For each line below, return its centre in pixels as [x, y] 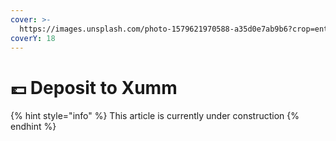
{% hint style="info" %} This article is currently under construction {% [155, 116]
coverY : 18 [33, 38]
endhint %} [33, 127]
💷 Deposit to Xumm [94, 87]
